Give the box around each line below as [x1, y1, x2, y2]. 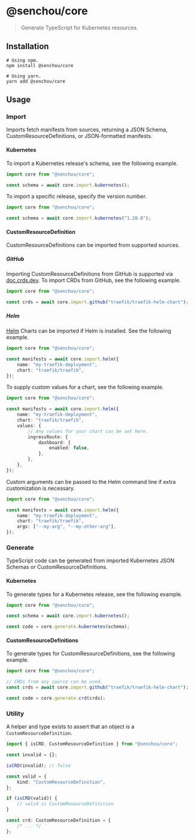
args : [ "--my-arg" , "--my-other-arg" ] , [17, 523, 117, 530]
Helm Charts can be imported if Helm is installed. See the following [6, 327, 172, 335]
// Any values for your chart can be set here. [28, 428, 148, 434]
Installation [6, 41, 49, 52]
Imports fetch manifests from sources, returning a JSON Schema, [6, 126, 168, 133]
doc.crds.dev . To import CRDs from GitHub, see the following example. [6, 277, 181, 284]
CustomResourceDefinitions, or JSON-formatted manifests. [6, 133, 153, 140]
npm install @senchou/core [6, 62, 74, 68]
